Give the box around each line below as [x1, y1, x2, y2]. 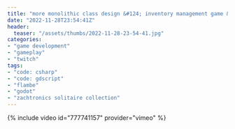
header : [7, 23, 30, 30]
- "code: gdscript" [7, 75, 64, 82]
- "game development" [7, 43, 71, 50]
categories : [7, 36, 42, 43]
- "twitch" [7, 56, 39, 63]
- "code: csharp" [7, 68, 58, 75]
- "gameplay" [7, 50, 45, 56]
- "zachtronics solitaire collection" [7, 95, 120, 102]
